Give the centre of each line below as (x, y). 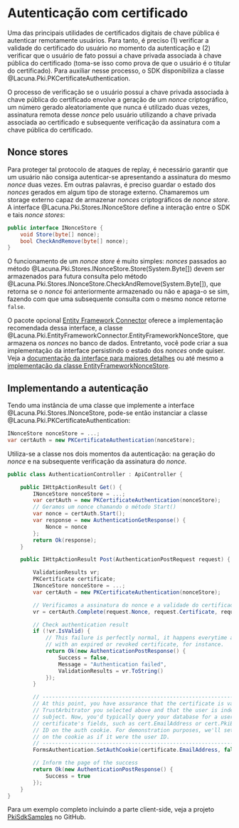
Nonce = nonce (66, 527)
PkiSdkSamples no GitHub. (47, 817)
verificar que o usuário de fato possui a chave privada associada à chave (115, 56)
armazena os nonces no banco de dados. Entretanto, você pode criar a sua (118, 343)
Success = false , (84, 657)
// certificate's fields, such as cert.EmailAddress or (117, 723)
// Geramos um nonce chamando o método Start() (105, 507)
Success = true (68, 776)
